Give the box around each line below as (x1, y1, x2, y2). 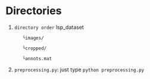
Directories (5, 4, 62, 18)
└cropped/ (22, 45, 47, 51)
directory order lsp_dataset (14, 24, 84, 31)
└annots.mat (22, 55, 52, 61)
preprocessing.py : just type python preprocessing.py (14, 66, 144, 73)
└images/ (22, 35, 44, 41)
